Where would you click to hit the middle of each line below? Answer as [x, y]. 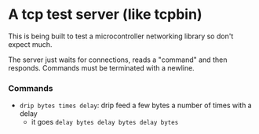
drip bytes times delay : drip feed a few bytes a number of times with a [136, 105]
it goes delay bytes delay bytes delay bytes [105, 122]
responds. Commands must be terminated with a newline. [101, 67]
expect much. [30, 44]
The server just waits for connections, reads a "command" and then [118, 60]
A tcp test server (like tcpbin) [105, 14]
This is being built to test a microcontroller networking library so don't [121, 36]
